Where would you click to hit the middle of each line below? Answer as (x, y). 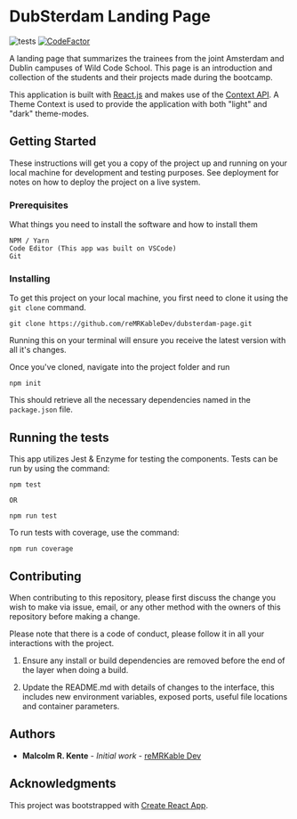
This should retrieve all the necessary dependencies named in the (130, 400)
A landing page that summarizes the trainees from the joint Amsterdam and (147, 58)
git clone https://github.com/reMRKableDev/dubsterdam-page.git (131, 324)
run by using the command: (60, 469)
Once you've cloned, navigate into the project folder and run (120, 367)
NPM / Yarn (29, 241)
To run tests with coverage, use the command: (94, 533)
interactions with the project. (62, 643)
